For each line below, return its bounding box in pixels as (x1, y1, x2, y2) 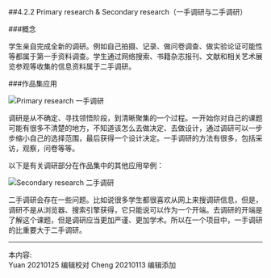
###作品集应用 (8, 79, 58, 88)
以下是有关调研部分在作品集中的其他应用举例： (8, 161, 164, 170)
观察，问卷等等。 (22, 144, 79, 153)
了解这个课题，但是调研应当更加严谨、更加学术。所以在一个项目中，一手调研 (8, 215, 263, 225)
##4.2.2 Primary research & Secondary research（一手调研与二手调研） (8, 7, 248, 16)
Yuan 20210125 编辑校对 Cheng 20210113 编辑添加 (8, 260, 177, 269)
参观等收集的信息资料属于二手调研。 (15, 61, 135, 71)
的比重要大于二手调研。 (8, 225, 86, 234)
